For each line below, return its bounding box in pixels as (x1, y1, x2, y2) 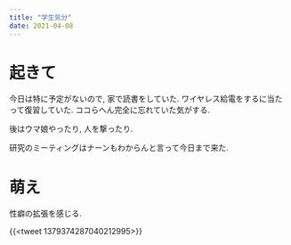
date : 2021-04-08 (9, 21, 74, 30)
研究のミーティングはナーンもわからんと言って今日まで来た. (9, 143, 229, 153)
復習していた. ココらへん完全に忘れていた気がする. (24, 104, 211, 116)
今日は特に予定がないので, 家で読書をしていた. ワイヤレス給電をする (9, 94, 260, 104)
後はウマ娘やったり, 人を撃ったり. (9, 124, 133, 135)
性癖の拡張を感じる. (9, 208, 83, 219)
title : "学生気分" (9, 12, 73, 22)
